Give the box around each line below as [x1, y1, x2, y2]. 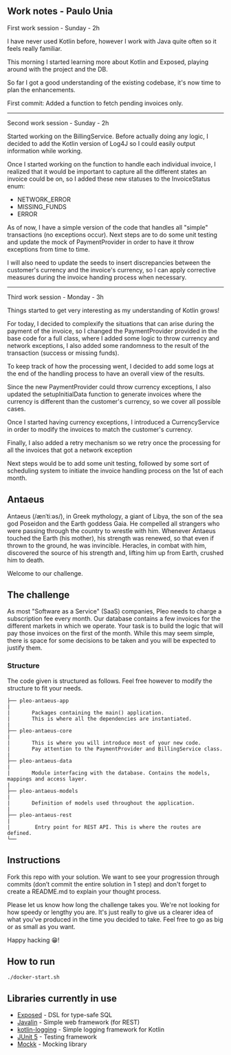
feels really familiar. [7, 44, 63, 52]
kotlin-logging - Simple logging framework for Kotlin [16, 1025, 165, 1034]
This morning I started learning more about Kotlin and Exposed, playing [7, 58, 209, 66]
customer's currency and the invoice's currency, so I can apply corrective [7, 265, 217, 274]
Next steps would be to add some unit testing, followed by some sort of [7, 459, 210, 467]
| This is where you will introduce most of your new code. [7, 739, 201, 746]
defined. [7, 829, 32, 836]
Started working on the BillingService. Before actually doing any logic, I [7, 132, 208, 140]
